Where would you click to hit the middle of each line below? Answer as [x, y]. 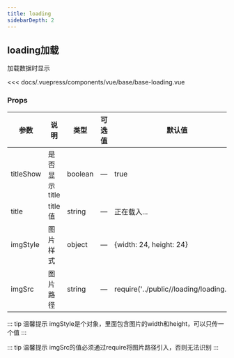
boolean [80, 174]
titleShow [26, 174]
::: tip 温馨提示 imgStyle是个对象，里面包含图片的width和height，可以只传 [112, 323]
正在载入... [131, 211]
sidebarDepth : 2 [31, 20]
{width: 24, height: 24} [151, 244]
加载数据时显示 [29, 68]
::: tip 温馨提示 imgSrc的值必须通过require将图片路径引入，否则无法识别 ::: [113, 347]
